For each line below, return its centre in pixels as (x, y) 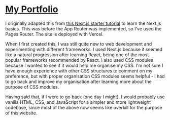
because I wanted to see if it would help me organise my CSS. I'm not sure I (84, 65)
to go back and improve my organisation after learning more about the (79, 82)
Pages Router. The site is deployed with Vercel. (55, 34)
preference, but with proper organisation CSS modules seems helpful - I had (85, 76)
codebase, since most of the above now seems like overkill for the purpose (84, 107)
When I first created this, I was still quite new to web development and (79, 44)
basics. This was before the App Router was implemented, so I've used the (83, 28)
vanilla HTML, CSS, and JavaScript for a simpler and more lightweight (78, 102)
